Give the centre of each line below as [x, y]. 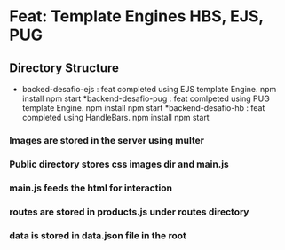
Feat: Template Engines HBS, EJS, [136, 16]
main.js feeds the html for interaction [91, 188]
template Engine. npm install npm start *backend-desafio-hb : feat [143, 108]
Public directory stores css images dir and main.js [119, 164]
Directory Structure [64, 68]
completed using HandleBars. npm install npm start [116, 117]
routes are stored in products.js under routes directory [129, 212]
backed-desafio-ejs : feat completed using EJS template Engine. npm [149, 89]
